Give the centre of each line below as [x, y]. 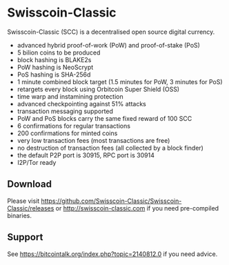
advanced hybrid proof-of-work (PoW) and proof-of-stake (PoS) [108, 45]
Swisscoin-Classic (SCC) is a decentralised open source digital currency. [111, 32]
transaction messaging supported [65, 111]
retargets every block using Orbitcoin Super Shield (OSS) [98, 89]
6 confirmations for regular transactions [74, 126]
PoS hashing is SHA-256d [54, 75]
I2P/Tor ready [37, 162]
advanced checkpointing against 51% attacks [82, 104]
